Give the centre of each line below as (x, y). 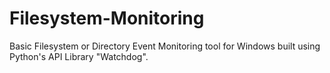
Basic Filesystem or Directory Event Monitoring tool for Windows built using (165, 46)
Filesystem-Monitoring (107, 18)
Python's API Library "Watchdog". (79, 56)
